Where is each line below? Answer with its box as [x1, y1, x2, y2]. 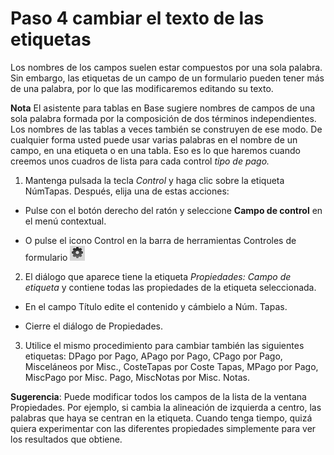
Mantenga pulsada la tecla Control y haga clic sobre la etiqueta [24, 174, 285, 186]
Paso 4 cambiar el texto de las [10, 7, 265, 30]
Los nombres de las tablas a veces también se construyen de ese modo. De [10, 123, 323, 135]
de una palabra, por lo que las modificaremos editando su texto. [10, 82, 274, 94]
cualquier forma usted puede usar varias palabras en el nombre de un [10, 133, 298, 146]
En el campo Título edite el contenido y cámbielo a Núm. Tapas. [24, 300, 288, 312]
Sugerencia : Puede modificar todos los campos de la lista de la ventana [10, 390, 307, 402]
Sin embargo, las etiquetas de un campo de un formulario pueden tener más [10, 72, 325, 84]
